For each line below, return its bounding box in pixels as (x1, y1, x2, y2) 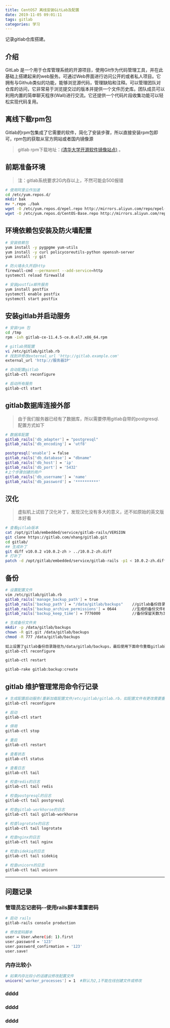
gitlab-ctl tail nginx (5, 840, 53, 845)
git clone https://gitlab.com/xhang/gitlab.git (5, 534, 108, 540)
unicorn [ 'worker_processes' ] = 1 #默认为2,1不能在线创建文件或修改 (5, 978, 142, 983)
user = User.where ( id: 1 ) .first (5, 935, 73, 940)
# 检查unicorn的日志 (5, 862, 45, 868)
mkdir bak (5, 197, 26, 202)
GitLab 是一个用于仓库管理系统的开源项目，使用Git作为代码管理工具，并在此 (5, 67, 163, 73)
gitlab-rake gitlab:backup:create (5, 667, 78, 672)
